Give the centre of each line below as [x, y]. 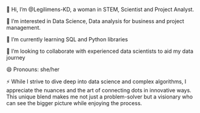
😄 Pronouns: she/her [33, 69]
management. [24, 28]
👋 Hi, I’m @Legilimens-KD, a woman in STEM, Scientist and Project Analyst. [100, 9]
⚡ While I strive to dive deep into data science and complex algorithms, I [96, 81]
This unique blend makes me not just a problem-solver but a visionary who [99, 97]
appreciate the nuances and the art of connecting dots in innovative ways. [99, 90]
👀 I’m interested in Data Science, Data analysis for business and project [95, 21]
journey [16, 57]
